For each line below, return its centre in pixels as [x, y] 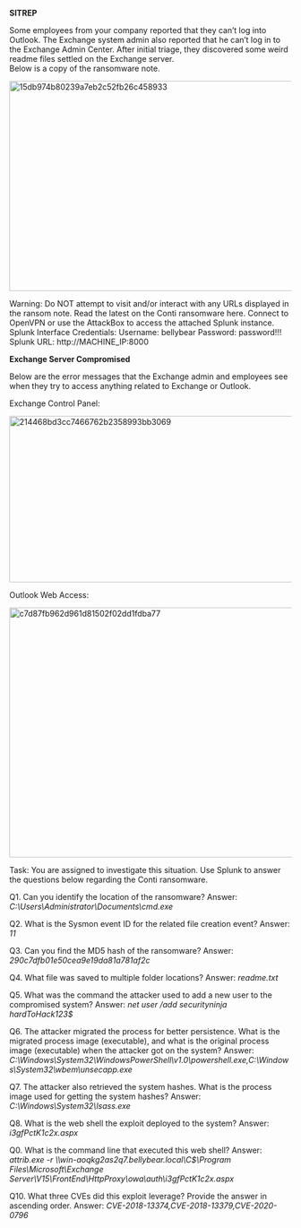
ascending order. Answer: [57, 1206]
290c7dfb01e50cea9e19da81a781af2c [80, 960]
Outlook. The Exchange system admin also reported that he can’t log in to [145, 40]
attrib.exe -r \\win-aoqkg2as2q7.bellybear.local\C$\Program [120, 1159]
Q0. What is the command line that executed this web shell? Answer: [136, 1150]
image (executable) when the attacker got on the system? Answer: [132, 1051]
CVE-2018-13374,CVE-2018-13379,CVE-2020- [192, 1206]
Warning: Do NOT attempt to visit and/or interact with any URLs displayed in [149, 303]
